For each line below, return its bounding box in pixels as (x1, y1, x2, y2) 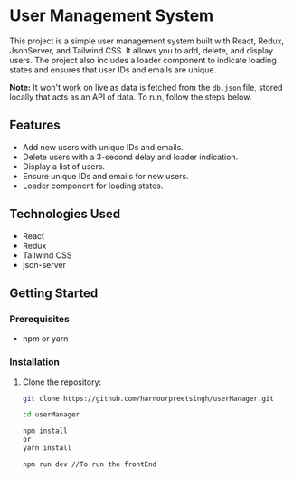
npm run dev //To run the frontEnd (22, 459, 157, 469)
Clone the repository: (22, 377, 102, 387)
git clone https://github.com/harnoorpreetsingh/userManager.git (22, 394, 274, 403)
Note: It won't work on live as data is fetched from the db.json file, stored (9, 81, 283, 92)
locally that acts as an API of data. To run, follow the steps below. (9, 91, 252, 102)
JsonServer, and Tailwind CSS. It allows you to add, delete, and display (9, 44, 274, 55)
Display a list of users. (22, 160, 106, 172)
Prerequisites (9, 312, 70, 325)
